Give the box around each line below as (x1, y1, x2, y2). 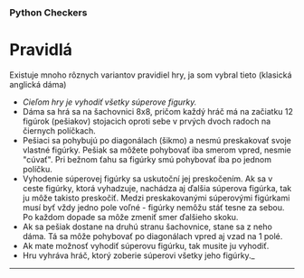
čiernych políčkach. (22, 125, 97, 136)
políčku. (22, 163, 52, 174)
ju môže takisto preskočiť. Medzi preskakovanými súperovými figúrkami (22, 192, 290, 203)
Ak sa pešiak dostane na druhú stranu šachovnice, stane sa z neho (22, 221, 273, 232)
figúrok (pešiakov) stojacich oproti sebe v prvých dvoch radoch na (22, 116, 271, 126)
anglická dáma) (9, 79, 67, 89)
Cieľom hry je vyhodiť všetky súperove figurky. (22, 97, 197, 107)
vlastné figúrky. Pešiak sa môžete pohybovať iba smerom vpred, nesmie (22, 144, 292, 155)
